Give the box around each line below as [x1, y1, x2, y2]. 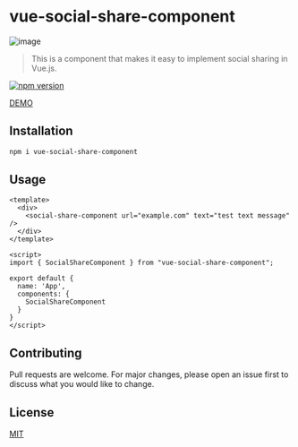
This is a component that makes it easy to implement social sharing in [30, 53, 288, 64]
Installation [9, 124, 73, 139]
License [9, 405, 55, 420]
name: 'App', [17, 282, 66, 291]
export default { [9, 274, 74, 283]
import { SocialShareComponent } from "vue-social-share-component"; [9, 258, 275, 268]
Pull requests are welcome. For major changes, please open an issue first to [9, 369, 289, 380]
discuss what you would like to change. [9, 379, 155, 390]
